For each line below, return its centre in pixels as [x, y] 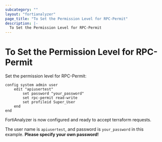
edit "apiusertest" [34, 89]
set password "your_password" [53, 94]
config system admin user [31, 85]
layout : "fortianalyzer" [30, 14]
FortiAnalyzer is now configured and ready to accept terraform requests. [78, 120]
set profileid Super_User [49, 102]
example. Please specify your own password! [52, 135]
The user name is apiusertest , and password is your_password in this [74, 129]
